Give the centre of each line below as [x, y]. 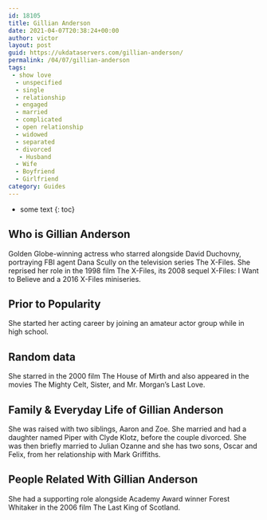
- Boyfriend [35, 172]
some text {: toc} [47, 209]
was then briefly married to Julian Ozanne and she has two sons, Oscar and [133, 446]
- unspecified [39, 82]
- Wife [26, 165]
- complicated [39, 120]
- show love [31, 75]
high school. [29, 331]
